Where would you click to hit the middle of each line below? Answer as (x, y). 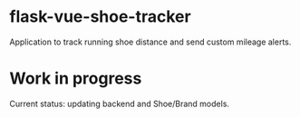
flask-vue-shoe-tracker (101, 17)
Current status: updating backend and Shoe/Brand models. (119, 103)
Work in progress (76, 79)
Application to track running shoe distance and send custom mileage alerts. (150, 42)
